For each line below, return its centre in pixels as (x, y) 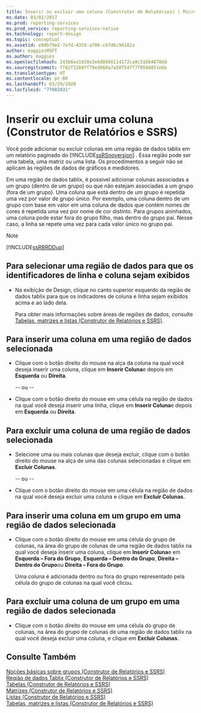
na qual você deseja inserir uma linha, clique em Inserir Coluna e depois (103, 406)
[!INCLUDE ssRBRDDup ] (35, 247)
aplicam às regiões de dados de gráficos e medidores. (73, 168)
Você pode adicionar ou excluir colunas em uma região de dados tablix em (98, 149)
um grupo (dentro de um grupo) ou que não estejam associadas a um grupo (100, 186)
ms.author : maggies (31, 56)
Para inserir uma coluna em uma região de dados (99, 339)
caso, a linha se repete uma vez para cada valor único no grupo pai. (90, 224)
